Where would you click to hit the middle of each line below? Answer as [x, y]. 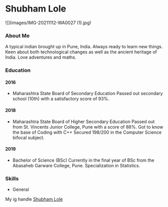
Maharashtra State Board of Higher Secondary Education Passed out [83, 122]
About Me [18, 36]
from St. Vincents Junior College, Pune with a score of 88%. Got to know [88, 127]
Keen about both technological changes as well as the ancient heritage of [81, 52]
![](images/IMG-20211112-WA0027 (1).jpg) [48, 23]
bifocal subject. [28, 137]
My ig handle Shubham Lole [34, 199]
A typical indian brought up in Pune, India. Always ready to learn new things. [84, 47]
